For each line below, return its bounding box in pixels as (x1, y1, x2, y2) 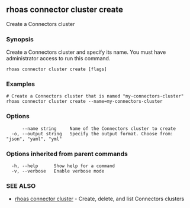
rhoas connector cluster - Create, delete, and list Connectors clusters (14, 195, 185, 203)
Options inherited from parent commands (6, 149, 128, 158)
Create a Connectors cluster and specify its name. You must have (6, 48, 166, 56)
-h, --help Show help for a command (11, 163, 115, 169)
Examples (6, 80, 36, 88)
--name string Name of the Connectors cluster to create (21, 125, 176, 132)
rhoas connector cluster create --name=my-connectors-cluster (6, 99, 163, 105)
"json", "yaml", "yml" (6, 136, 62, 142)
